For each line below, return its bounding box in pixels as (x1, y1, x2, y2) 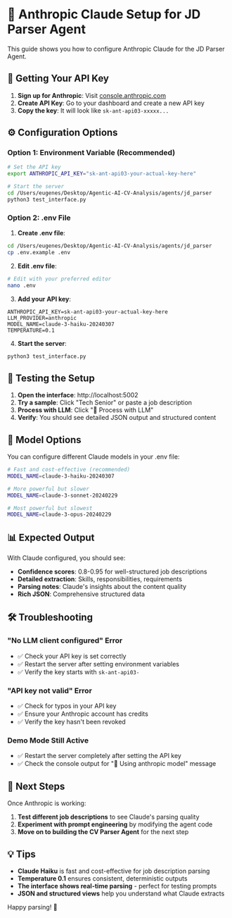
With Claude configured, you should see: (7, 554, 126, 562)
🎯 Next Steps (7, 780, 65, 792)
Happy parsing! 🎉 (7, 903, 58, 912)
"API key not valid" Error (7, 686, 93, 695)
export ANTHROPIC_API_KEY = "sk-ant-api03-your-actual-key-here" (7, 170, 197, 178)
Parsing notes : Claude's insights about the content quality (17, 583, 187, 591)
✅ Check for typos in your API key (17, 702, 117, 710)
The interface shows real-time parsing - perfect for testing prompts (17, 882, 217, 891)
